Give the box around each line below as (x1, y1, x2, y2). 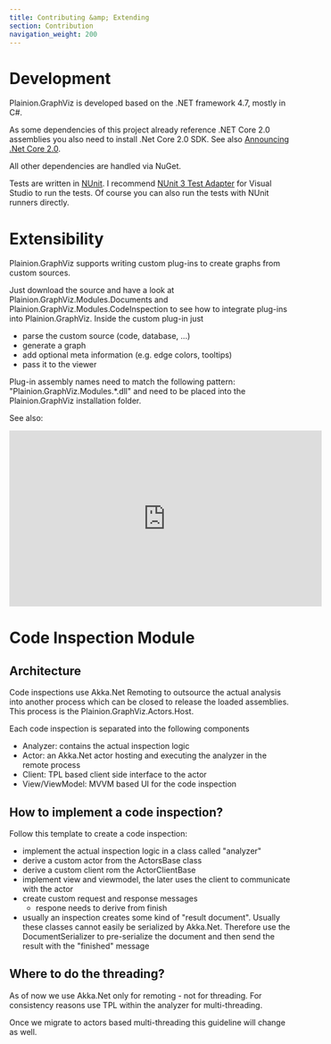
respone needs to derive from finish (35, 903, 168, 913)
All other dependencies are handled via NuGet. (9, 161, 181, 172)
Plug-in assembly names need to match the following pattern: (9, 376, 236, 387)
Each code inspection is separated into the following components (9, 723, 250, 734)
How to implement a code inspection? (9, 804, 223, 820)
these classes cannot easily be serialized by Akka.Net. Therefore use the (21, 922, 291, 932)
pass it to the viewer (21, 359, 97, 370)
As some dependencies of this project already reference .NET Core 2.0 (9, 124, 270, 135)
